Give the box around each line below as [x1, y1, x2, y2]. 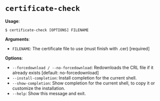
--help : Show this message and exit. [12, 90, 86, 96]
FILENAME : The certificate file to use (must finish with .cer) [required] [12, 45, 150, 51]
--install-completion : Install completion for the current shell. [12, 75, 137, 81]
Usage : [5, 18, 20, 24]
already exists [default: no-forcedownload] [12, 70, 99, 76]
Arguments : [5, 36, 30, 42]
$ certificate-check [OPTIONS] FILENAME [5, 27, 89, 33]
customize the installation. [12, 85, 65, 91]
